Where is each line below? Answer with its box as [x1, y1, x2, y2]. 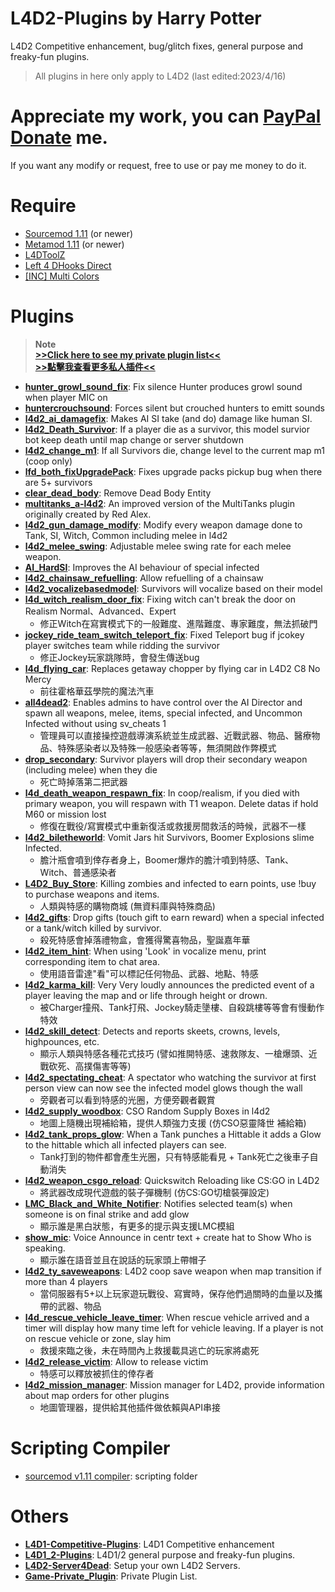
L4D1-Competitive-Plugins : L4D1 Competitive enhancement [24, 1538, 275, 1550]
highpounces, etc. [24, 1035, 100, 1047]
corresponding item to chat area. [24, 955, 160, 967]
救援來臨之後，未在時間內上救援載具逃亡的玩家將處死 [39, 1344, 260, 1356]
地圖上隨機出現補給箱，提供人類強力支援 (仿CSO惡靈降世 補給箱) [39, 1117, 307, 1129]
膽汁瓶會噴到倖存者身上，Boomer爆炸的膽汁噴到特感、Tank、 [39, 853, 295, 866]
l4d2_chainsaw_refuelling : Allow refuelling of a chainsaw [24, 572, 264, 584]
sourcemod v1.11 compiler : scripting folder [24, 1470, 198, 1482]
